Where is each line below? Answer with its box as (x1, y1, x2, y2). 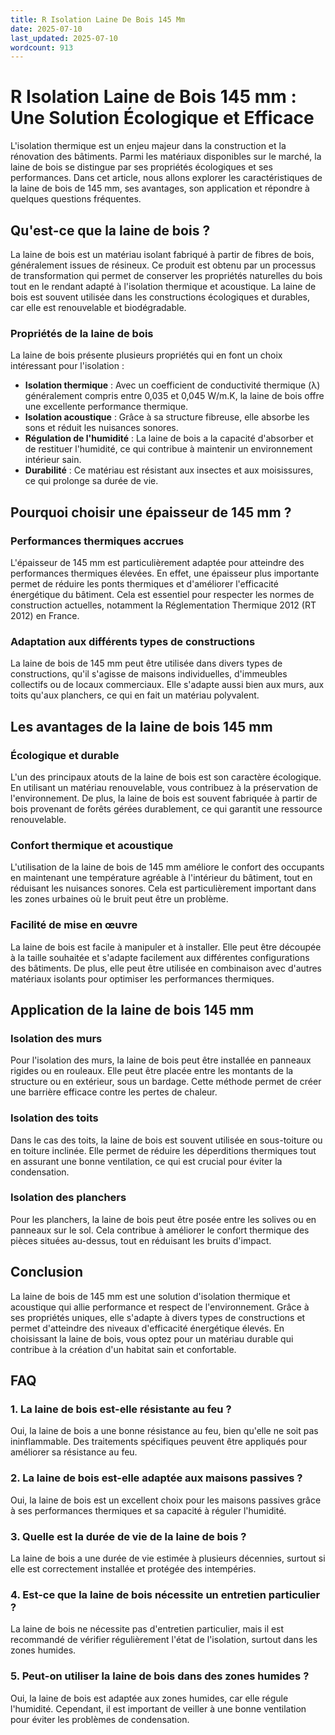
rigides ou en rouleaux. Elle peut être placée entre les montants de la (10, 1065, 294, 1077)
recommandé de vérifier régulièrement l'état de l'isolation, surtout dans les (10, 1634, 318, 1646)
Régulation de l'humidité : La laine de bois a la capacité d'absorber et (24, 432, 314, 445)
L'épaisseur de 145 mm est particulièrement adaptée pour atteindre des (10, 556, 305, 568)
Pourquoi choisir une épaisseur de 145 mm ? (10, 504, 292, 521)
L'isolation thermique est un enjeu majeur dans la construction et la (10, 140, 287, 152)
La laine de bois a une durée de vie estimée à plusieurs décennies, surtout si (10, 1552, 326, 1564)
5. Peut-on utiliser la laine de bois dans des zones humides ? (10, 1669, 310, 1683)
